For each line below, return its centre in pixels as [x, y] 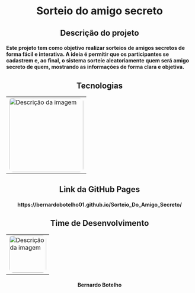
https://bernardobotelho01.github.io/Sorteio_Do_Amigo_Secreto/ [100, 204]
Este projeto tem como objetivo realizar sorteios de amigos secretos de [95, 48]
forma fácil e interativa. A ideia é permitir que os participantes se [87, 54]
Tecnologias [100, 85]
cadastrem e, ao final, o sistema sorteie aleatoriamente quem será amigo [98, 61]
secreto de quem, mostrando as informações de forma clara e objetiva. [95, 67]
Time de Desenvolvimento [100, 223]
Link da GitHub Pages [100, 189]
